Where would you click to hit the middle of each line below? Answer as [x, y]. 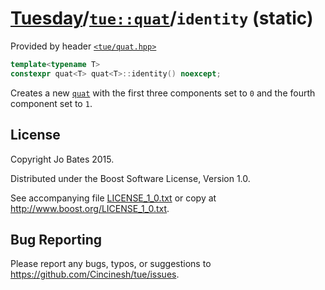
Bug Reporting [56, 239]
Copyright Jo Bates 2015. [62, 159]
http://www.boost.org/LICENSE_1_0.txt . [90, 208]
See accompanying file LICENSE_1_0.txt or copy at [113, 198]
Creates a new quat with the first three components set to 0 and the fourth [163, 93]
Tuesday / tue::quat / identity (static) [162, 18]
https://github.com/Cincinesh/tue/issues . [95, 274]
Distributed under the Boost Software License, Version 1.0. [130, 178]
